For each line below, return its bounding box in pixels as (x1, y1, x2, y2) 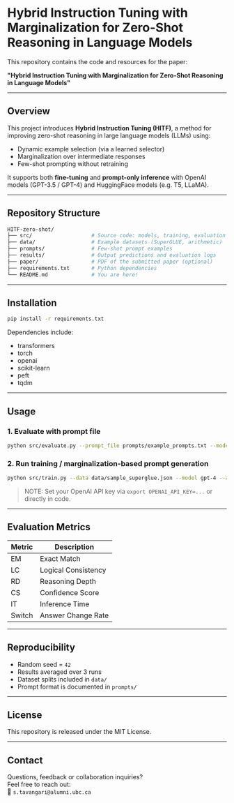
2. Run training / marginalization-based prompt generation (7, 458, 209, 468)
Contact (7, 754, 43, 766)
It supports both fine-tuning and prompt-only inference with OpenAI (7, 173, 207, 181)
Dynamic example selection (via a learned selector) (17, 144, 165, 153)
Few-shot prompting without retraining (17, 159, 129, 168)
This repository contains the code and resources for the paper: (7, 57, 188, 66)
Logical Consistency (39, 565, 107, 575)
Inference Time (39, 599, 90, 608)
